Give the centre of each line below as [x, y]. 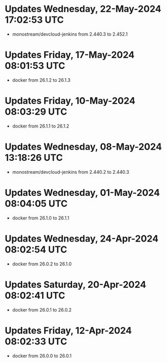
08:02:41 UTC [35, 295]
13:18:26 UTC [34, 158]
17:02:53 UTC [34, 20]
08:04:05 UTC [36, 203]
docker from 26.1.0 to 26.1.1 [41, 218]
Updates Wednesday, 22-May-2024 [83, 9]
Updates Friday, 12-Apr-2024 [68, 330]
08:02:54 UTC [36, 249]
